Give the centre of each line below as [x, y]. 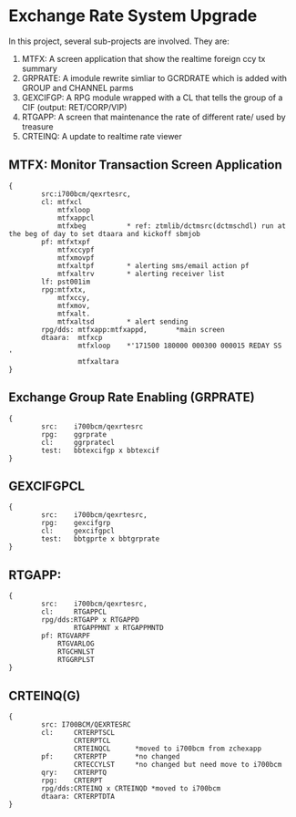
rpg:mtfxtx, [64, 290]
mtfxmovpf [76, 258]
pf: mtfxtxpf [66, 242]
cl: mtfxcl [62, 202]
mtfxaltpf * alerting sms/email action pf [153, 265]
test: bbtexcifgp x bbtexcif [101, 450]
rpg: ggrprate [74, 434]
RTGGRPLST [76, 660]
